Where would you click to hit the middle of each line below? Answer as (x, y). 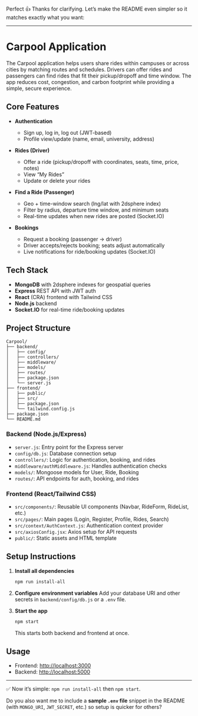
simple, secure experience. (39, 88)
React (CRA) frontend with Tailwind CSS (64, 297)
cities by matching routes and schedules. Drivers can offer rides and (89, 69)
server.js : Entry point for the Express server (69, 447)
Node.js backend (36, 303)
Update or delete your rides (57, 180)
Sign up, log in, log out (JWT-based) (67, 132)
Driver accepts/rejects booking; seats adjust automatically (94, 245)
